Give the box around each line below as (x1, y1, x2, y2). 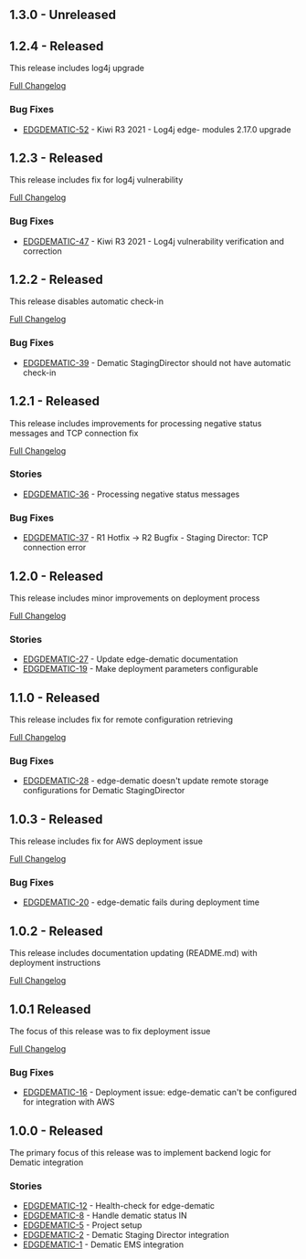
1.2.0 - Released (9, 568, 103, 583)
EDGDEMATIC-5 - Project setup (22, 1220, 142, 1231)
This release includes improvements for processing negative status (9, 417, 262, 428)
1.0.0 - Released (9, 1123, 103, 1138)
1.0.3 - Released (9, 812, 103, 827)
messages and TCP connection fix (9, 427, 139, 438)
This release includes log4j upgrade (9, 63, 144, 74)
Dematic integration (9, 1157, 84, 1168)
